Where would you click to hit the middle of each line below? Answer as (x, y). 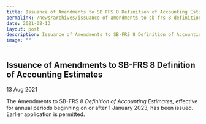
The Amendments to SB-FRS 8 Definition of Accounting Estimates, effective (102, 101)
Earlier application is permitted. (46, 114)
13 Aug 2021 (22, 89)
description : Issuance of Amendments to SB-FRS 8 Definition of (90, 35)
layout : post (23, 29)
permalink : (20, 18)
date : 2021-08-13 (29, 23)
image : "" (19, 40)
